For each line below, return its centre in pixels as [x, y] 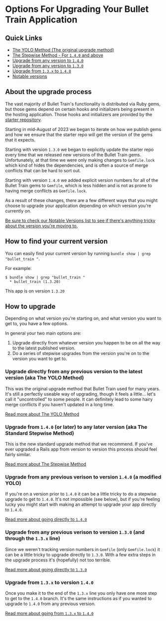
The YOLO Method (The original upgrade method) [63, 50]
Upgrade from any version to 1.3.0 [48, 66]
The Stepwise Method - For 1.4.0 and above [58, 55]
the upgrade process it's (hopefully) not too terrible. [58, 560]
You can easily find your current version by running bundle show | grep [78, 253]
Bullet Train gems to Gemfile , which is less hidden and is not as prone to [79, 185]
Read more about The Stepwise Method [46, 464]
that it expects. [20, 139]
